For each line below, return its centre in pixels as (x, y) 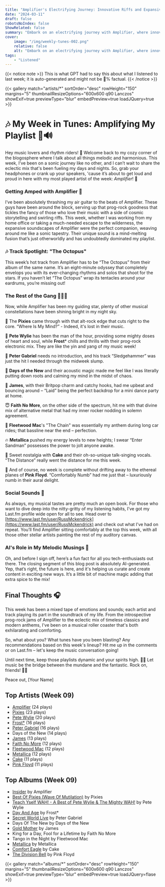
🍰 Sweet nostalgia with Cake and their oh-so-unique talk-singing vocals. (78, 455)
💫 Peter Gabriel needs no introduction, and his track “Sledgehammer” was (81, 356)
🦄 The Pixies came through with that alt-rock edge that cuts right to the (77, 321)
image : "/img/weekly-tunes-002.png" (52, 42)
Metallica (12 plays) (32, 754)
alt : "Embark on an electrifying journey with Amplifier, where (81, 51)
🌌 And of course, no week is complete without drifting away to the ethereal (81, 470)
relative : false (31, 46)
